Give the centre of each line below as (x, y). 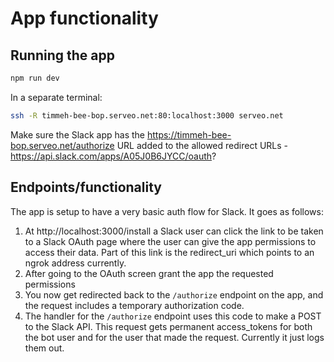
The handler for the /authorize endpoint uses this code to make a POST (173, 316)
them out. (44, 348)
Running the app (62, 55)
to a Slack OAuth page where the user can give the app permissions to (170, 241)
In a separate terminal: (56, 97)
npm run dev (35, 78)
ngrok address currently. (75, 263)
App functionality (84, 18)
